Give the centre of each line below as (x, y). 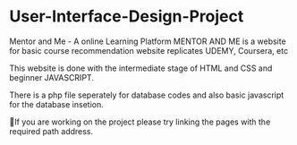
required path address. (51, 131)
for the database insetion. (57, 104)
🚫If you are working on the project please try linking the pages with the (140, 122)
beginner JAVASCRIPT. (51, 77)
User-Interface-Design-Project (127, 17)
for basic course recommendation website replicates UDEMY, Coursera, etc (149, 50)
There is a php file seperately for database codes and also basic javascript (147, 95)
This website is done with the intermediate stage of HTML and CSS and (141, 68)
